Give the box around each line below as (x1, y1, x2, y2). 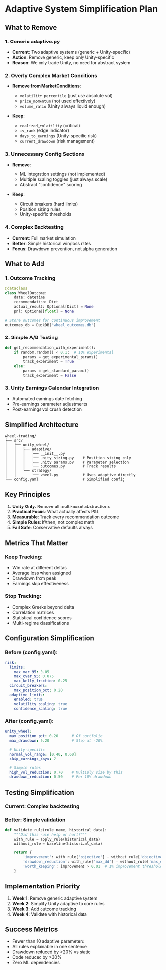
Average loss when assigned (12, 570, 71, 576)
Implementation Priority (5, 882, 80, 890)
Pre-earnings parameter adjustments (12, 401, 88, 407)
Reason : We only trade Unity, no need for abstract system (12, 59, 131, 65)
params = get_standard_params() (23, 368, 90, 374)
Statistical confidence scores (12, 614, 72, 621)
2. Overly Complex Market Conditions (5, 72, 98, 79)
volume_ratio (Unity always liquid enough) (19, 103, 106, 109)
